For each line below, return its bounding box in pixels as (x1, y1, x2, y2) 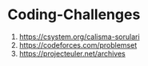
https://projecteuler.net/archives (18, 49, 126, 58)
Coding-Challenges (7, 6, 141, 24)
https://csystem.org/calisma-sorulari (18, 32, 141, 41)
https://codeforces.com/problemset (18, 40, 138, 49)
